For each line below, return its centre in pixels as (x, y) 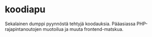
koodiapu (25, 10)
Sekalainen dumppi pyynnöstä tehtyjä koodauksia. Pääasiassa (70, 24)
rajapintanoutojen (23, 29)
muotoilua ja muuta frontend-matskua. (83, 29)
